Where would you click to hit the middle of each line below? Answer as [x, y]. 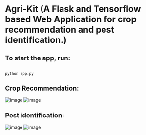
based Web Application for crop [71, 19]
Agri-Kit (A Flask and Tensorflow [73, 9]
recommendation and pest [60, 30]
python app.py [20, 74]
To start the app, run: [38, 58]
